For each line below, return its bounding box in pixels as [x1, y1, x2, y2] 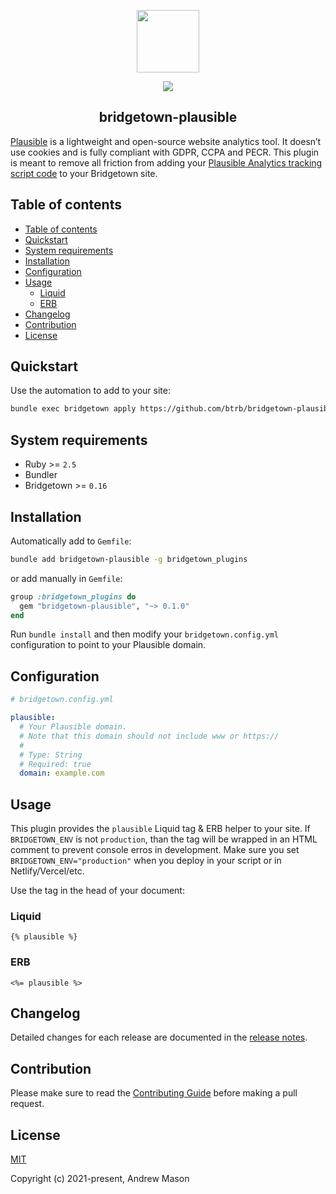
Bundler [24, 469, 58, 481]
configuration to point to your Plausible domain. [10, 639, 207, 651]
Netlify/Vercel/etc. [10, 865, 85, 877]
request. [10, 1098, 45, 1110]
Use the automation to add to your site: [10, 385, 171, 397]
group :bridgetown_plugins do [10, 591, 137, 602]
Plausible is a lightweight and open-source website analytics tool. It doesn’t [10, 135, 322, 147]
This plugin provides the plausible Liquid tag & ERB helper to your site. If [10, 823, 311, 835]
